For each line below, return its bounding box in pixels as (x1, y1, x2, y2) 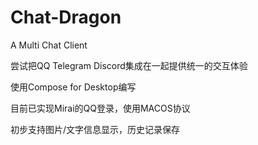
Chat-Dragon (10, 6, 122, 29)
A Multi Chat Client (10, 39, 88, 51)
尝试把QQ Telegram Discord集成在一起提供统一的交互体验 (10, 59, 248, 71)
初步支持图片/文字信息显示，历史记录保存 (10, 123, 181, 135)
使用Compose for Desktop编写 (10, 81, 137, 93)
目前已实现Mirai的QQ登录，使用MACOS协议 (10, 102, 191, 114)
